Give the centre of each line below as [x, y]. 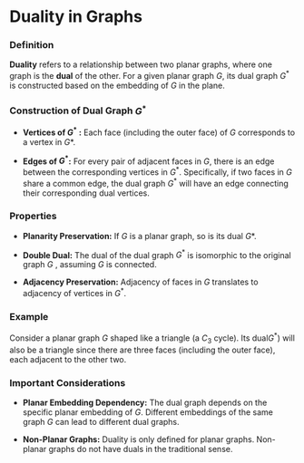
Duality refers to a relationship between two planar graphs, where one [141, 64]
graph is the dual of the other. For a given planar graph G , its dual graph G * [150, 75]
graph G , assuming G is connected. [89, 265]
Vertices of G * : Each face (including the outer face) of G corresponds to [159, 131]
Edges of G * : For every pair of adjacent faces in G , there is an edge [148, 160]
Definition [32, 45]
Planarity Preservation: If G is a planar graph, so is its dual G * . [139, 236]
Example [29, 317]
